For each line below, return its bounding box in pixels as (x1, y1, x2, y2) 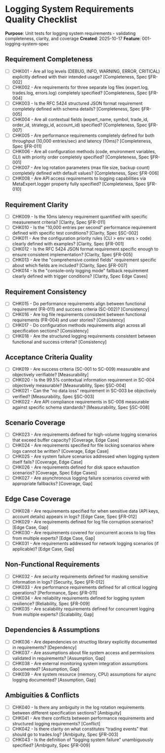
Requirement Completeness (5, 55, 93, 64)
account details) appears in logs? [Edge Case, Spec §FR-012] (12, 514, 137, 519)
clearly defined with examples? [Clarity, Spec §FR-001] (12, 241, 124, 247)
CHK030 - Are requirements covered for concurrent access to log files (12, 529, 156, 535)
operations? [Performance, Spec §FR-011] (12, 590, 98, 595)
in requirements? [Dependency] (12, 644, 77, 650)
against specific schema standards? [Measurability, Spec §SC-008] (12, 404, 150, 410)
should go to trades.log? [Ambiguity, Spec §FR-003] (12, 731, 119, 737)
